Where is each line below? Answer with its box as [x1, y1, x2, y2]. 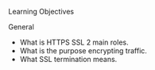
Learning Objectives [8, 7, 74, 16]
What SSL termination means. [19, 55, 118, 64]
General [8, 22, 34, 31]
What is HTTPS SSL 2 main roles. [19, 37, 129, 47]
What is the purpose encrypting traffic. [19, 46, 147, 55]
